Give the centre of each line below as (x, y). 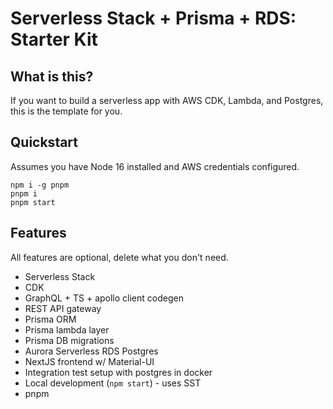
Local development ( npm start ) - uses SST (113, 383)
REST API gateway (63, 308)
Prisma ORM (50, 319)
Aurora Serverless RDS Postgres (91, 351)
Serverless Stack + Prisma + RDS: (153, 18)
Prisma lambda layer (67, 329)
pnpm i (24, 193)
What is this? (52, 76)
